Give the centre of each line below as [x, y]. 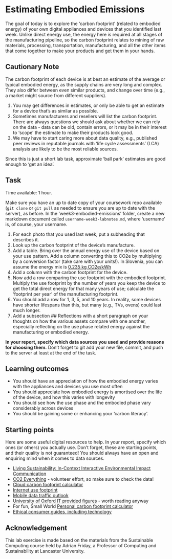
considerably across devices [43, 408]
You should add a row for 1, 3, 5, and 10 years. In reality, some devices [87, 299]
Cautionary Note [32, 67]
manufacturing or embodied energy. [51, 332]
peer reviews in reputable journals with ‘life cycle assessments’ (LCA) [86, 143]
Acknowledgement [36, 528]
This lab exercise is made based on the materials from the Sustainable [79, 540]
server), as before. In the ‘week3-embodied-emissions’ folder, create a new [85, 213]
